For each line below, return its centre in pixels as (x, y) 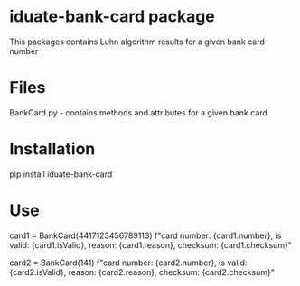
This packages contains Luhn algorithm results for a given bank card (137, 42)
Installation (52, 149)
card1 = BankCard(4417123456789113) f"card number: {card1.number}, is (145, 235)
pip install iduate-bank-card (61, 174)
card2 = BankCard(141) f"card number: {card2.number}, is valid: (128, 263)
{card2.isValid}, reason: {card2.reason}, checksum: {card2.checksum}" (142, 272)
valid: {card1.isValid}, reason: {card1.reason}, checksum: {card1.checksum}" (150, 244)
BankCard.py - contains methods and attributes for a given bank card (139, 112)
